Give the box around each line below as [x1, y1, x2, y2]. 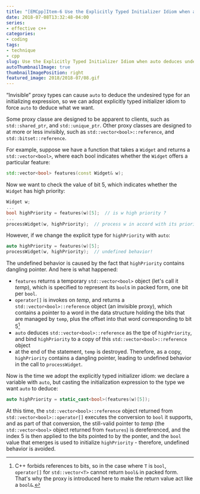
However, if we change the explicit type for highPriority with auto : [6, 232, 171, 239]
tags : [6, 42, 20, 48]
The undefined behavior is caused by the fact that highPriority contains [6, 259, 185, 267]
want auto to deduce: [6, 384, 58, 392]
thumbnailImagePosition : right [6, 70, 84, 76]
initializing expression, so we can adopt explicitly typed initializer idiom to [6, 98, 186, 105]
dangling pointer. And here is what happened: [6, 266, 118, 273]
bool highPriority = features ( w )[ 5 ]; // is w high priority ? [6, 210, 167, 216]
